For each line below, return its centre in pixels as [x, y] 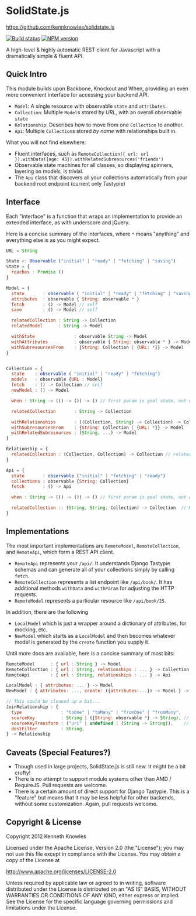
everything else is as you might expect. [53, 240]
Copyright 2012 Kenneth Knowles [46, 836]
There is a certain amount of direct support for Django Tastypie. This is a [102, 791]
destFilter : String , [48, 729]
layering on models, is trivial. [49, 171]
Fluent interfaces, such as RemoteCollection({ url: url [82, 153]
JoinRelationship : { [32, 707]
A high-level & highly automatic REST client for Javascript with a [83, 49]
